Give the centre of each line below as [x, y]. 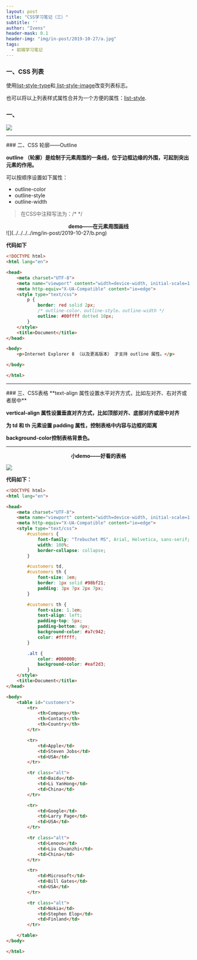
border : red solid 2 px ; [66, 305]
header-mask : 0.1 [27, 34]
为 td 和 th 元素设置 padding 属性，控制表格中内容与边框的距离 [81, 425]
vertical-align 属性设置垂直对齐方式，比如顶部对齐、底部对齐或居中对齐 [93, 413]
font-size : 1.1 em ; [60, 610]
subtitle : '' [22, 22]
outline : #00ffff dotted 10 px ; [76, 316]
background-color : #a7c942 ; [72, 632]
